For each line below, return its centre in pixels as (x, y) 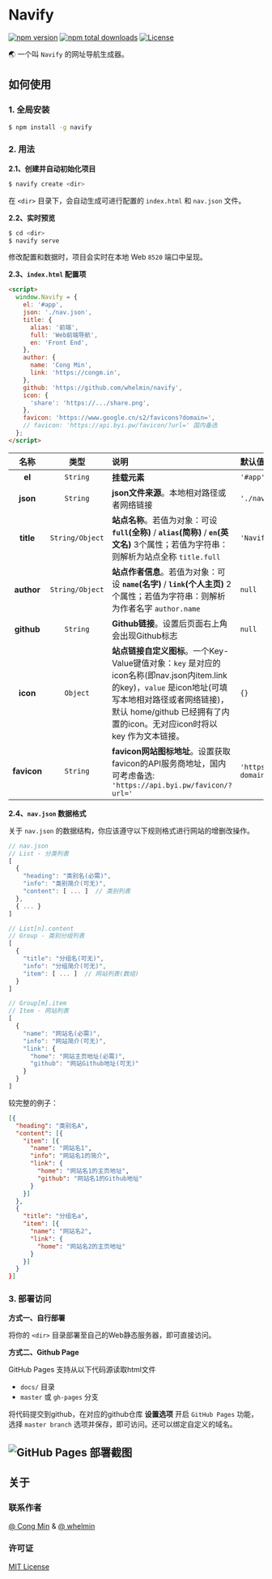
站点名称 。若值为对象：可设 (165, 520)
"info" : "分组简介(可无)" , (65, 966)
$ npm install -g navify (50, 127)
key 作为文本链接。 (148, 736)
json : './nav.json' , (57, 313)
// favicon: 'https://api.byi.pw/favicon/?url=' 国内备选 (120, 426)
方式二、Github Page (44, 1353)
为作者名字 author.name (156, 608)
